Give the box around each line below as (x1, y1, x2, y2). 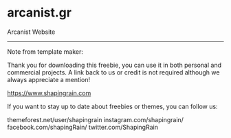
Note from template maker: (7, 47, 84, 56)
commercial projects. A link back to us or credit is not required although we (7, 68, 220, 77)
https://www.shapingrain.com (7, 88, 91, 97)
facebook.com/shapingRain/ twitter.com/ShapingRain (7, 123, 158, 131)
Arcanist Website (7, 28, 56, 36)
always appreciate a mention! (7, 75, 91, 83)
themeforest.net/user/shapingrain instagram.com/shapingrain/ (7, 115, 184, 124)
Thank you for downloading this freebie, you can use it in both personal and (7, 61, 222, 69)
